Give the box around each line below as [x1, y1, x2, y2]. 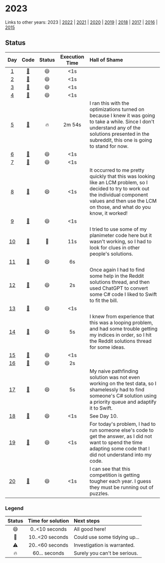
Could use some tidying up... [73, 534, 140, 541]
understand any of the [89, 124, 141, 131]
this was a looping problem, [89, 319, 153, 326]
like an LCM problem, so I [89, 179, 148, 186]
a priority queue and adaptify [89, 398, 157, 405]
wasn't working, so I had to [89, 238, 152, 245]
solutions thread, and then [89, 278, 150, 285]
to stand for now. [89, 143, 129, 149]
